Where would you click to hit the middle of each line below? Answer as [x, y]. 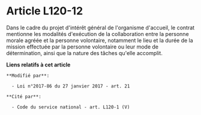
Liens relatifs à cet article [38, 65]
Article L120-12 [45, 11]
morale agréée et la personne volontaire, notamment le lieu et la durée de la [100, 40]
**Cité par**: [24, 96]
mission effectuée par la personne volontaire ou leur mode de [82, 47]
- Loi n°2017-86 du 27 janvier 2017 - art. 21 [71, 86]
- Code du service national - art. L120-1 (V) [71, 107]
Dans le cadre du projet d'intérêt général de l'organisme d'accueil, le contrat [100, 28]
